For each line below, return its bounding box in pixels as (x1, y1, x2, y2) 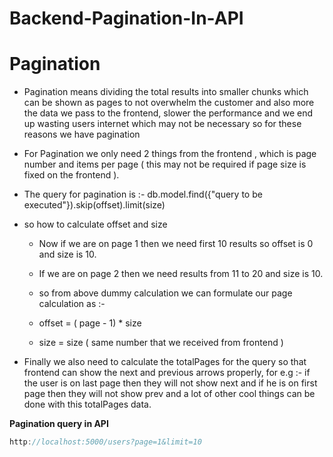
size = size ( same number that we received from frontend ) (38, 337, 284, 349)
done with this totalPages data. (23, 398, 152, 411)
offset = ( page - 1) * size (38, 317, 142, 329)
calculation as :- (38, 298, 106, 310)
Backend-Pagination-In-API (9, 7, 244, 30)
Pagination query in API (9, 418, 109, 430)
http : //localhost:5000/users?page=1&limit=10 (9, 437, 202, 447)
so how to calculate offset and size (23, 218, 168, 231)
